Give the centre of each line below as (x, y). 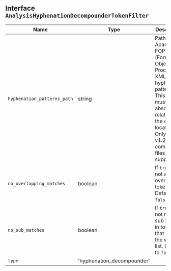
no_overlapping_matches (37, 183)
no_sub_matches (26, 230)
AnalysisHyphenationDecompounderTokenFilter (77, 16)
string (85, 98)
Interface (20, 8)
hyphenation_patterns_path (40, 98)
